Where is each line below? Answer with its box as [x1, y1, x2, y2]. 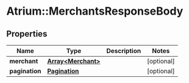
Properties [6, 29, 48, 39]
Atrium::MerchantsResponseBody [6, 4, 184, 18]
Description [106, 47, 141, 55]
